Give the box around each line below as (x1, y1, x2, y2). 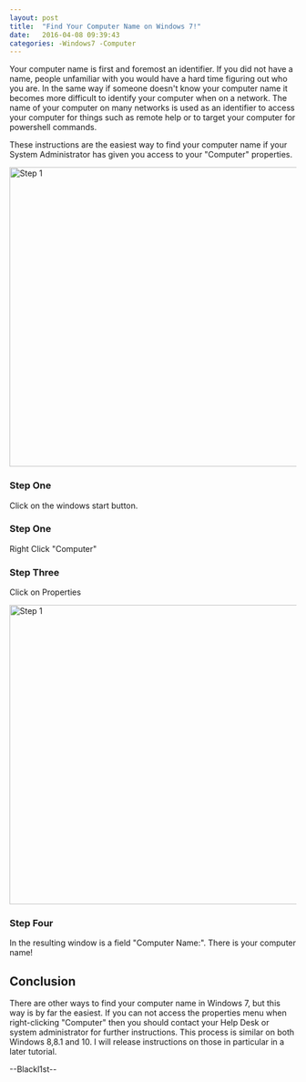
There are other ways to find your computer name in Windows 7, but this (9, 998, 280, 1009)
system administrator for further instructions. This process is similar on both (9, 1026, 295, 1038)
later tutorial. (9, 1046, 57, 1057)
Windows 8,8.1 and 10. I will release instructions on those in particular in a (9, 1036, 285, 1047)
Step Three (9, 566, 60, 578)
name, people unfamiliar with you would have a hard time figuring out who (9, 74, 289, 85)
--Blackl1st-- (9, 1064, 57, 1075)
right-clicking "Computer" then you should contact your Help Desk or (9, 1017, 270, 1028)
